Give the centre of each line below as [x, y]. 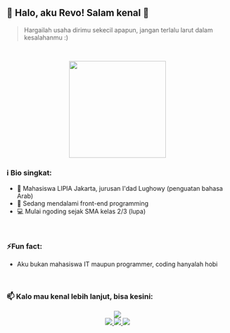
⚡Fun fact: [25, 246]
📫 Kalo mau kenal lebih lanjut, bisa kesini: [80, 296]
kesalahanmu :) [46, 37]
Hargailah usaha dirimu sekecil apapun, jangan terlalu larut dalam [118, 30]
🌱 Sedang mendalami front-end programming [83, 203]
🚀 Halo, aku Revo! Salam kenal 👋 [78, 13]
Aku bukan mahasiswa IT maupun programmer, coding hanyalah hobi [117, 264]
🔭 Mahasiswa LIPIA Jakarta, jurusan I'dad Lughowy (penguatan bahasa [120, 189]
